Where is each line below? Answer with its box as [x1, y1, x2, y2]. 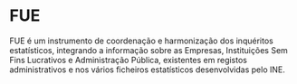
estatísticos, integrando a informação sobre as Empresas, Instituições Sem [9, 44, 288, 55]
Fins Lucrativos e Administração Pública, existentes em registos [9, 54, 247, 65]
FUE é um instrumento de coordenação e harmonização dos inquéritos [9, 35, 273, 46]
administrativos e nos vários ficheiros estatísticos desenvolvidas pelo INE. [9, 64, 285, 75]
